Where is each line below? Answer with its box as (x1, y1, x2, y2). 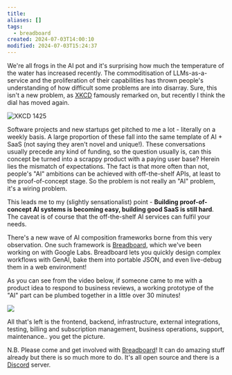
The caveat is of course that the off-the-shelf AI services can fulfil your (7, 212, 211, 221)
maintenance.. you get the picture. (7, 333, 105, 340)
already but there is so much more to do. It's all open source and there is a (7, 353, 220, 361)
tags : (7, 23, 23, 30)
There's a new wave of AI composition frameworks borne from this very (7, 233, 213, 242)
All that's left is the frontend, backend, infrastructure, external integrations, (7, 317, 220, 326)
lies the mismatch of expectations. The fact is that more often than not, (7, 162, 209, 170)
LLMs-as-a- (172, 69, 208, 77)
